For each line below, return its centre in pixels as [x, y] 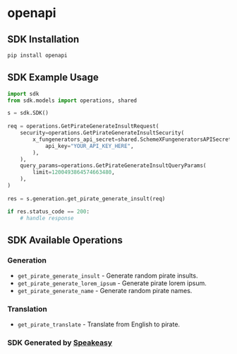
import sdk [23, 93]
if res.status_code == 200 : [49, 211]
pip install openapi [38, 55]
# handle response [47, 218]
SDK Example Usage [53, 78]
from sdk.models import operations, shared [72, 101]
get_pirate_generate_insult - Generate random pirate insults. [108, 276]
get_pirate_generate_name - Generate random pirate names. [105, 291]
